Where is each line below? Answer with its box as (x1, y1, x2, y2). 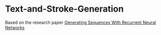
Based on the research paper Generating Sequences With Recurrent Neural (5, 19, 157, 25)
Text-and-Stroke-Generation (5, 3, 124, 15)
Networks (5, 24, 25, 30)
